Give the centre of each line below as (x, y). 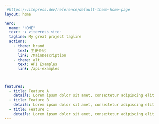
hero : (10, 23)
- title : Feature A (29, 91)
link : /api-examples (39, 69)
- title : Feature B (29, 100)
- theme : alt (27, 60)
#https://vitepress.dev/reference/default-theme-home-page (68, 10)
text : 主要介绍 (32, 50)
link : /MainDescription (42, 55)
